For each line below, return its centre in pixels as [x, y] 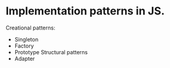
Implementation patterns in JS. [85, 11]
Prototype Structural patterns [51, 52]
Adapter [25, 58]
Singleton [26, 39]
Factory [24, 46]
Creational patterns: [31, 28]
